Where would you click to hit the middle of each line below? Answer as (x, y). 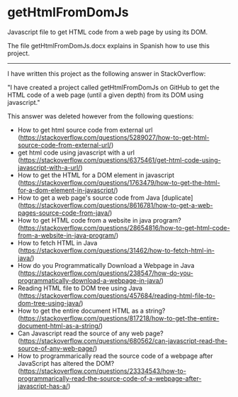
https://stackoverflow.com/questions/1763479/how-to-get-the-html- (120, 182)
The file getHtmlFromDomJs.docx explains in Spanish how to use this (109, 45)
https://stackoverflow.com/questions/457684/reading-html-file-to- (118, 296)
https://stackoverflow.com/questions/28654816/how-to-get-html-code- (125, 228)
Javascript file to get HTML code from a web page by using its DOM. (108, 32)
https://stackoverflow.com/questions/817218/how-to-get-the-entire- (120, 318)
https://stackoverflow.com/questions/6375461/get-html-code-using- (120, 160)
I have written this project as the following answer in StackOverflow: (107, 73)
